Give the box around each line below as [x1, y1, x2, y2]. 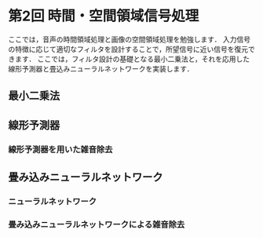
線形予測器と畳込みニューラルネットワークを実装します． [8, 64, 194, 73]
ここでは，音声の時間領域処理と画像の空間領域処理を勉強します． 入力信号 [8, 35, 251, 44]
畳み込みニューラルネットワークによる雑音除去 [8, 219, 185, 230]
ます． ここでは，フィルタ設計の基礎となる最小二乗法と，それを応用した [14, 54, 250, 64]
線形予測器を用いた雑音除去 [8, 144, 113, 155]
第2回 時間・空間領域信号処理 [8, 7, 199, 25]
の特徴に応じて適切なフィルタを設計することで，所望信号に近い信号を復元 [8, 44, 249, 53]
